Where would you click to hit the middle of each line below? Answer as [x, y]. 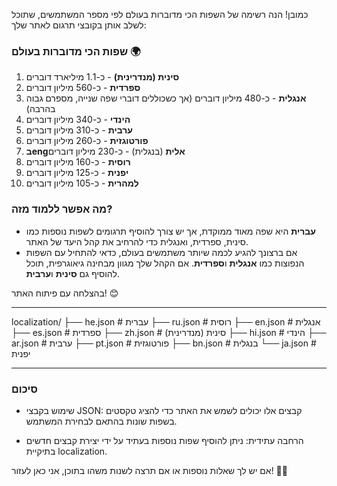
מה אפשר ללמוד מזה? [62, 209]
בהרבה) [40, 109]
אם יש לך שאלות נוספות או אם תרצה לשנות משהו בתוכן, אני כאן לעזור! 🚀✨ [149, 470]
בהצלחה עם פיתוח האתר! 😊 [65, 293]
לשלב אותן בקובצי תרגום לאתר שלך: [79, 25]
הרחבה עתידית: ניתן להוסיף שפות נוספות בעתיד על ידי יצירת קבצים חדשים [164, 440]
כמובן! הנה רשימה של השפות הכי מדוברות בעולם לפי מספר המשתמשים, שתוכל [160, 14]
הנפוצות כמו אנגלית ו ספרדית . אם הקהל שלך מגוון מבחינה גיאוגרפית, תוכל [165, 263]
